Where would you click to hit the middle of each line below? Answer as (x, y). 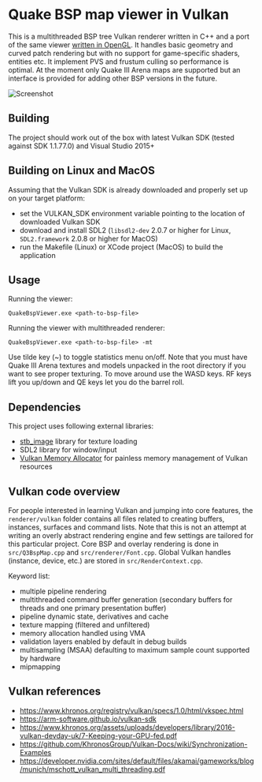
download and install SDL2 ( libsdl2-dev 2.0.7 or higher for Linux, (125, 230)
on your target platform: (46, 198)
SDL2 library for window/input (68, 450)
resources (36, 466)
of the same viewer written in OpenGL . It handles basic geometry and (121, 44)
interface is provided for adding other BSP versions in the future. (113, 78)
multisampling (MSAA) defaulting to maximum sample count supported (135, 650)
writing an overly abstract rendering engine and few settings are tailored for (131, 535)
